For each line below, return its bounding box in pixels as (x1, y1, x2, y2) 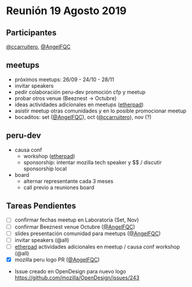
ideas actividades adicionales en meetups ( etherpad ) (14, 101, 144, 108)
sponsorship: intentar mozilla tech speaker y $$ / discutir (23, 159, 162, 166)
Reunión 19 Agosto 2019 (6, 4, 127, 18)
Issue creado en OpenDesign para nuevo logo (14, 268, 127, 275)
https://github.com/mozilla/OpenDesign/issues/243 (14, 274, 140, 281)
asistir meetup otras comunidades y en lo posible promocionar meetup (14, 107, 187, 114)
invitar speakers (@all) (14, 236, 69, 243)
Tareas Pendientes (6, 201, 77, 211)
